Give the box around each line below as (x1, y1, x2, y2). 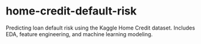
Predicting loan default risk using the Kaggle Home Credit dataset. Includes (5, 24, 196, 31)
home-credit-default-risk (5, 4, 137, 18)
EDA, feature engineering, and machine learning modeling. (5, 30, 153, 37)
